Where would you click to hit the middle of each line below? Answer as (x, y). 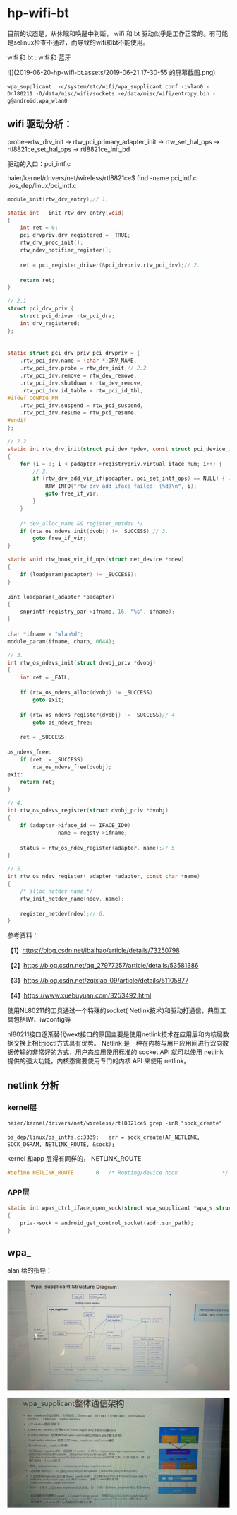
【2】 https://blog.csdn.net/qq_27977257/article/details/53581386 (103, 966)
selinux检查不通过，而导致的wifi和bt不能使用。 (81, 42)
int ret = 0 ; (39, 228)
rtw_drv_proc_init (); (51, 243)
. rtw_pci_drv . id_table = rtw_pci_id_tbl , (81, 390)
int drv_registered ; (50, 323)
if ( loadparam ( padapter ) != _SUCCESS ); (79, 574)
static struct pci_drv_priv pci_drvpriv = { (74, 353)
